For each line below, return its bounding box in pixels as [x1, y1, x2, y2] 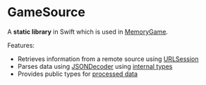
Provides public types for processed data [17, 70, 138, 78]
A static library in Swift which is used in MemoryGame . [7, 27, 168, 36]
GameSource [7, 4, 86, 20]
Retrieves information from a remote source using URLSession [17, 54, 199, 63]
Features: [7, 41, 35, 49]
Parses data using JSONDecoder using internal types [17, 62, 173, 70]
